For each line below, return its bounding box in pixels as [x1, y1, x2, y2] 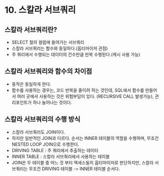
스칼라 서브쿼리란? [4, 25, 57, 34]
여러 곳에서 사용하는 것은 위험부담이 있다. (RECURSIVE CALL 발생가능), [17, 93, 154, 99]
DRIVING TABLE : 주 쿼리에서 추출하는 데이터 [11, 147, 99, 153]
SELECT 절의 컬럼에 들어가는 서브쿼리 [11, 40, 84, 45]
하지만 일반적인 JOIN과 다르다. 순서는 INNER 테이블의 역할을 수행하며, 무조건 [11, 135, 159, 141]
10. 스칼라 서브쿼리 [4, 4, 76, 16]
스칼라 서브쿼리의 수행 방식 [4, 115, 80, 124]
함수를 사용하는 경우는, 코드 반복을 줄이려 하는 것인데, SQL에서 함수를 [11, 87, 144, 93]
